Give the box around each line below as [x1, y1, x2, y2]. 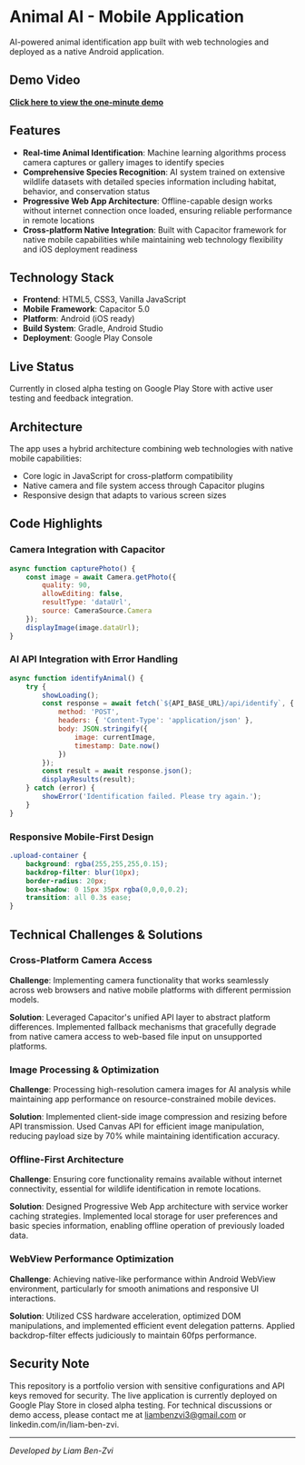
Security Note [9, 1356, 90, 1371]
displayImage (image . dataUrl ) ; [25, 623, 141, 633]
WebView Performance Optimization [9, 1252, 174, 1265]
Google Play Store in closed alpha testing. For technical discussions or [9, 1400, 272, 1410]
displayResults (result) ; [42, 775, 136, 784]
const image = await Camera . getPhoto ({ [25, 573, 177, 582]
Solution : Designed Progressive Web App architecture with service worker [9, 1201, 289, 1212]
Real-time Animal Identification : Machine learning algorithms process [22, 147, 287, 158]
